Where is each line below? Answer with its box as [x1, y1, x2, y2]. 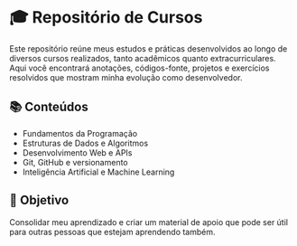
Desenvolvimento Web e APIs [22, 147, 133, 158]
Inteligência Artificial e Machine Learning [22, 166, 175, 177]
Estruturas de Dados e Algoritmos [22, 137, 149, 148]
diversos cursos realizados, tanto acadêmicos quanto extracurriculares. [9, 52, 277, 63]
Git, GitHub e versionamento [22, 156, 128, 167]
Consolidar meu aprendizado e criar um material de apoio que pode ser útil [9, 216, 289, 227]
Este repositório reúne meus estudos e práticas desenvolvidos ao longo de [9, 43, 288, 54]
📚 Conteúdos [9, 99, 88, 115]
